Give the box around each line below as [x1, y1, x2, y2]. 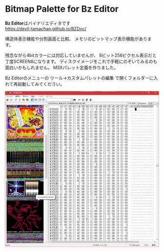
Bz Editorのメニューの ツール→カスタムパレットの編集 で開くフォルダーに [5, 75, 154, 81]
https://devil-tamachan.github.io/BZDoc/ [5, 25, 87, 31]
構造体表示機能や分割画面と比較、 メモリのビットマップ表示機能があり [5, 36, 147, 42]
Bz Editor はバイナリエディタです [5, 20, 71, 26]
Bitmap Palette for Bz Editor [5, 3, 119, 15]
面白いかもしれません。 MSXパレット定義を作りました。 [5, 65, 119, 70]
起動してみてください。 [18, 81, 65, 87]
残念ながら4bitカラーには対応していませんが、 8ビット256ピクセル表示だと [5, 52, 157, 58]
